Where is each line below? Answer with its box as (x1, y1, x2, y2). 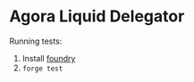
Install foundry (21, 53, 76, 63)
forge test (21, 64, 63, 73)
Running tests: (9, 36, 63, 46)
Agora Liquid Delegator (9, 6, 185, 27)
